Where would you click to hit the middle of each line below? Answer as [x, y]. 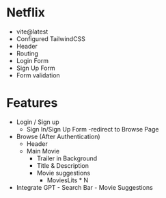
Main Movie [43, 151]
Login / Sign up [38, 122]
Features [32, 103]
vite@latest [32, 32]
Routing [27, 53]
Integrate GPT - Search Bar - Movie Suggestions [84, 187]
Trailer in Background [67, 158]
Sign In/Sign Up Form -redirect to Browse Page [93, 129]
